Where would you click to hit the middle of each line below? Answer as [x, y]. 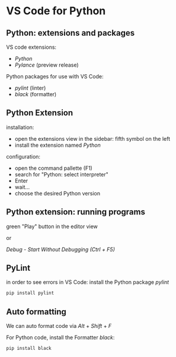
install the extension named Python [57, 145]
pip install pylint [30, 293]
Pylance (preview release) [47, 65]
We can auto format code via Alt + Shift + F [59, 326]
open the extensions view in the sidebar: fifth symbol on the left [92, 138]
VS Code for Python [56, 11]
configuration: [23, 156]
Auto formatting [36, 312]
